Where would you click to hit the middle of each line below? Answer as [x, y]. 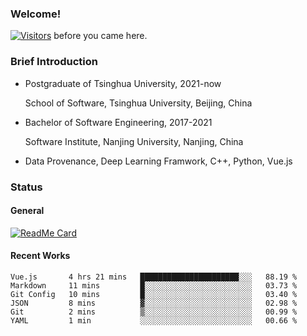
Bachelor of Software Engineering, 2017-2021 [118, 122]
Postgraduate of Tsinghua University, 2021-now [123, 83]
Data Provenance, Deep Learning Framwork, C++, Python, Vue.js [158, 161]
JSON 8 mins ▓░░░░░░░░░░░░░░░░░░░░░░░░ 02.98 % [154, 303]
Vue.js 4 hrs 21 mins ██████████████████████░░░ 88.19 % [154, 277]
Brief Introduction [54, 62]
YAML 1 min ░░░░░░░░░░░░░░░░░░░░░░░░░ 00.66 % [154, 320]
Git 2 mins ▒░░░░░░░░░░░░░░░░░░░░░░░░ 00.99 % [154, 312]
